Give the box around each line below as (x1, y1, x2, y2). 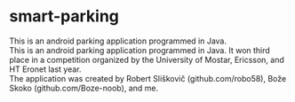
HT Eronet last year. (9, 64, 82, 75)
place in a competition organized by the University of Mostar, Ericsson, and (9, 54, 284, 65)
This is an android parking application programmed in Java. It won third (9, 44, 271, 55)
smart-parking (9, 6, 120, 27)
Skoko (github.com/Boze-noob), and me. (9, 82, 158, 93)
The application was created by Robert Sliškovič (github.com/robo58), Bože (9, 73, 287, 83)
